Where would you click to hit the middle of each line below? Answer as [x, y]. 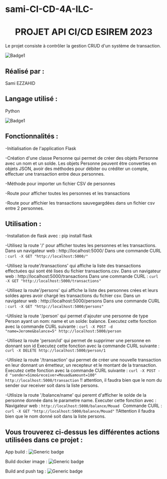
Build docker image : [26, 462]
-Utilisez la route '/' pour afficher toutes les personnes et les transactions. [81, 245]
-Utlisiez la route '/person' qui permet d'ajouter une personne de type [77, 316]
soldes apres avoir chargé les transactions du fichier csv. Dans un [73, 296]
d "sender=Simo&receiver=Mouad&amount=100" [51, 375]
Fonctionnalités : [32, 136]
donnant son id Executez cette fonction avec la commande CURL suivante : [82, 346]
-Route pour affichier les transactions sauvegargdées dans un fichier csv [80, 203]
